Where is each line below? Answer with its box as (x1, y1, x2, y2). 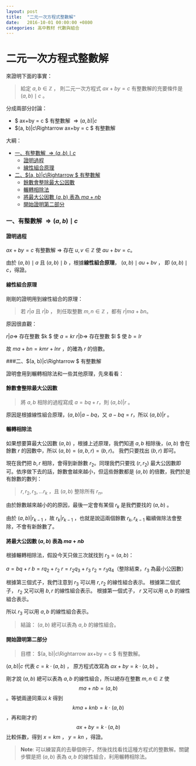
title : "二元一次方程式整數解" (6, 14, 76, 20)
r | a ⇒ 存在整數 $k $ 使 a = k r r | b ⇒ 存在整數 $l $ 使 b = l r (6, 333, 142, 340)
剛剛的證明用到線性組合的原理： (6, 295, 83, 302)
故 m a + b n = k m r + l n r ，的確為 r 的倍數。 (6, 345, 108, 352)
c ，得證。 (6, 266, 30, 273)
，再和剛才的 (6, 714, 37, 721)
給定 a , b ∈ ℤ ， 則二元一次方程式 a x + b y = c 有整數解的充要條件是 (20, 85, 183, 92)
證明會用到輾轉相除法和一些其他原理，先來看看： (6, 370, 124, 377)
